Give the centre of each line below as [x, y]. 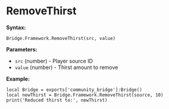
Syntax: [16, 27]
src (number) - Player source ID [54, 61]
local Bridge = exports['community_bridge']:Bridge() [74, 90]
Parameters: [22, 49]
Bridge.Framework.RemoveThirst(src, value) [61, 38]
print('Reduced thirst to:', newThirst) [57, 100]
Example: [18, 79]
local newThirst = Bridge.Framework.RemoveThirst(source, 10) [85, 95]
